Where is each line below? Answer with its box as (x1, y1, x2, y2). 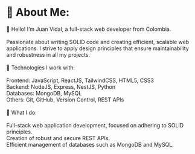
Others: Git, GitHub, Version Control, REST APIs (6, 96, 124, 103)
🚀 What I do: (6, 109, 37, 116)
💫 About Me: (6, 5, 70, 19)
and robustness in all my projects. (6, 51, 91, 58)
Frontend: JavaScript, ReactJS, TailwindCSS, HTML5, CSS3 (6, 77, 154, 84)
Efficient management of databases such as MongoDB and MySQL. (6, 141, 174, 148)
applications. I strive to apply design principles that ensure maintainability (6, 45, 189, 52)
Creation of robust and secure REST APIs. (6, 134, 110, 141)
